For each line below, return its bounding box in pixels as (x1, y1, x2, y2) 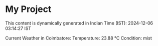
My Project (5, 3, 52, 15)
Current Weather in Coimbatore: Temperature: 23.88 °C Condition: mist (5, 35, 152, 41)
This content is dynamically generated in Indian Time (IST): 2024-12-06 (5, 20, 153, 26)
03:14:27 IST (5, 25, 32, 31)
